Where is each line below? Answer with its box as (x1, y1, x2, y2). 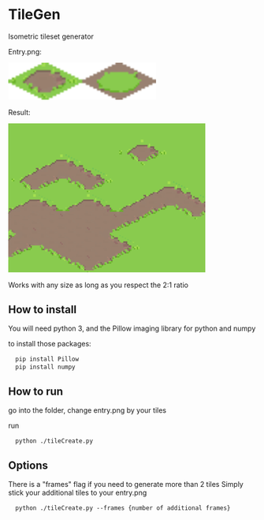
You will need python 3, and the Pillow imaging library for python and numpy (8, 324, 256, 333)
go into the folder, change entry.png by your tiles (8, 406, 167, 415)
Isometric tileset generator (8, 32, 95, 41)
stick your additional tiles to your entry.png (8, 488, 147, 498)
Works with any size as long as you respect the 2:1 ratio (8, 280, 189, 290)
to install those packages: (8, 339, 92, 349)
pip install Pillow (15, 355, 80, 364)
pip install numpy (15, 363, 76, 372)
